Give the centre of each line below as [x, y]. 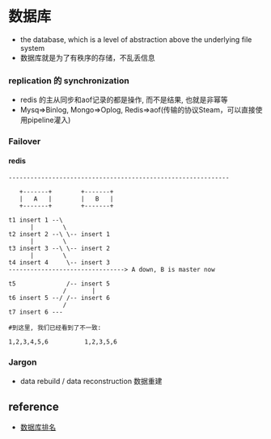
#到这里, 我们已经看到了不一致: [55, 328]
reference [34, 407]
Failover [25, 141]
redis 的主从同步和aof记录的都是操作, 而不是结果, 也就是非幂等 [124, 100]
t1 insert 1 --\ [36, 220]
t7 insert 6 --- [36, 312]
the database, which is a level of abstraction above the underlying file [136, 39]
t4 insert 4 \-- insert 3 [59, 263]
